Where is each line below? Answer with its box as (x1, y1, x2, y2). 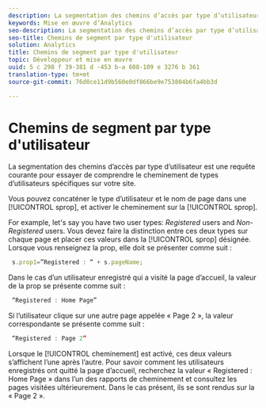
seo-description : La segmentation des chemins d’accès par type (8, 26, 225, 34)
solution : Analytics (8, 41, 77, 49)
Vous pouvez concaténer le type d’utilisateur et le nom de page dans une (8, 194, 247, 204)
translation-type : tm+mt (8, 71, 90, 78)
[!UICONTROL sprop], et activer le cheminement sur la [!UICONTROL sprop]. (8, 203, 258, 212)
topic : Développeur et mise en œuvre (8, 56, 133, 64)
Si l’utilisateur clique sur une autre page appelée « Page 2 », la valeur (8, 311, 234, 321)
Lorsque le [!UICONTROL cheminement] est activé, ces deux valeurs (8, 349, 232, 359)
